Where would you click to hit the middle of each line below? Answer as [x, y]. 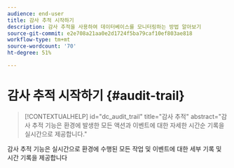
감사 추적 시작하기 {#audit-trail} [96, 96]
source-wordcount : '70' [42, 46]
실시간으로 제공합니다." [56, 134]
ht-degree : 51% [29, 53]
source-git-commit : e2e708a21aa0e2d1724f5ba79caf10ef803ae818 [100, 33]
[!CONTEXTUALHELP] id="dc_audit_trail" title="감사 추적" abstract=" [123, 116]
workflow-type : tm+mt [39, 40]
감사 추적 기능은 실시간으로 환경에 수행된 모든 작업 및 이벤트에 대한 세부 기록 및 [115, 148]
